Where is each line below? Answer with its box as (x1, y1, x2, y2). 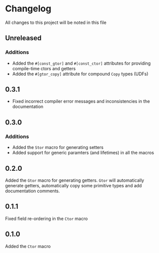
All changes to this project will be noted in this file (5, 19, 106, 25)
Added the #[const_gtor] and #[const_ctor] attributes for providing (12, 60, 151, 66)
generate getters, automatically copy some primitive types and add (5, 182, 142, 188)
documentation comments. (5, 188, 60, 194)
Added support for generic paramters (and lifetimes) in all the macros (12, 150, 155, 156)
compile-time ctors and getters (12, 65, 76, 71)
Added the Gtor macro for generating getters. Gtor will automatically (5, 177, 145, 183)
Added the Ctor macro (5, 243, 51, 249)
